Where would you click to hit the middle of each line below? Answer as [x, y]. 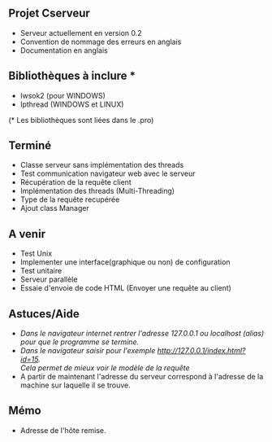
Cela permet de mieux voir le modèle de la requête [105, 368]
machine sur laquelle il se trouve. [76, 385]
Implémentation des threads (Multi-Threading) [97, 191]
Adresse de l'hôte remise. [63, 430]
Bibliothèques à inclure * [72, 76]
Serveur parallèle [49, 279]
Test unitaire [41, 271]
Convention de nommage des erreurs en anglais [101, 42]
